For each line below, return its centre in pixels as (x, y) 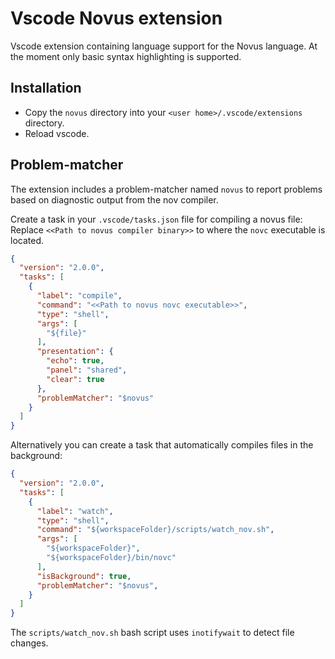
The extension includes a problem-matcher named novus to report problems (166, 189)
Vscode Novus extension (116, 18)
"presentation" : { (75, 352)
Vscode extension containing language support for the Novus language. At (164, 46)
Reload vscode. (57, 133)
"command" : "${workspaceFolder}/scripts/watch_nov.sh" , (155, 530)
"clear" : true (75, 379)
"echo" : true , (75, 361)
